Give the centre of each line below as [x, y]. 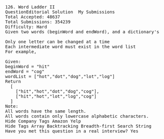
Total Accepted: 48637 [33, 17]
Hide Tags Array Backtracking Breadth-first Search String [79, 126]
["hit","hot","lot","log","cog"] [56, 96]
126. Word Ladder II [30, 7]
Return [13, 81]
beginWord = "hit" [27, 67]
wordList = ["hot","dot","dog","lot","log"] [60, 76]
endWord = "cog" [25, 71]
